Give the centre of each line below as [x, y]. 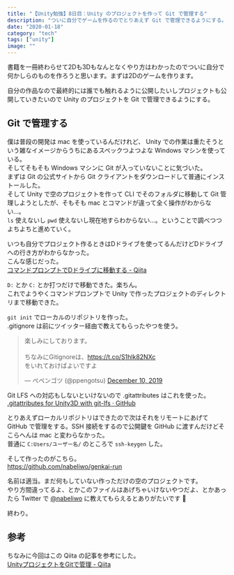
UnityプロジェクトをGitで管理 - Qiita [59, 564]
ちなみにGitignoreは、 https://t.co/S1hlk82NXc [90, 356]
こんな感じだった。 [35, 261]
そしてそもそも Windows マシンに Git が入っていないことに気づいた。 [107, 168]
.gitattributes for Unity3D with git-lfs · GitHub [71, 403]
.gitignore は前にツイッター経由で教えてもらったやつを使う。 [95, 326]
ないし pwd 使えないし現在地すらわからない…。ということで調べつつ [125, 220]
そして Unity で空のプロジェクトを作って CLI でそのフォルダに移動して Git [113, 194]
